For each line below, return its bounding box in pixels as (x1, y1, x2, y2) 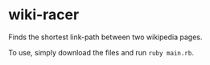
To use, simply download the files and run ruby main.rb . (8, 47, 195, 57)
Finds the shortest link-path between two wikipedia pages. (8, 32, 203, 42)
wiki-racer (8, 6, 80, 24)
